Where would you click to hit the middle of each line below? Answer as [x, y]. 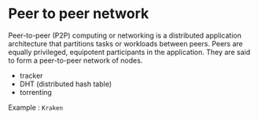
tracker [31, 75]
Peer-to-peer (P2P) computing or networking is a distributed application [125, 35]
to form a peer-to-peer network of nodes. [76, 60]
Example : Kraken [36, 107]
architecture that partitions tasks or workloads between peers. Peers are [125, 43]
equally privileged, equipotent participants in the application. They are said [129, 52]
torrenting [36, 92]
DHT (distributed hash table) [66, 84]
